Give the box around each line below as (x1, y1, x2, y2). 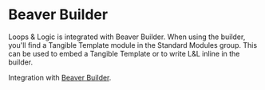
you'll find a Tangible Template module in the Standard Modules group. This (8, 40, 258, 49)
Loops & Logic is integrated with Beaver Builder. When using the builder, (8, 32, 246, 41)
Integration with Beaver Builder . (8, 72, 112, 82)
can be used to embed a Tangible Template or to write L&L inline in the (8, 49, 240, 58)
